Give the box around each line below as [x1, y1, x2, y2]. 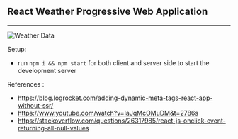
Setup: [7, 45, 27, 53]
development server [17, 66, 76, 74]
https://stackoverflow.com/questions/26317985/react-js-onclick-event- [17, 116, 227, 125]
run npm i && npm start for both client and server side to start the [17, 58, 210, 67]
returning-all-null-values [17, 123, 90, 132]
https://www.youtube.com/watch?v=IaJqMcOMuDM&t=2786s [17, 109, 199, 117]
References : [7, 79, 45, 88]
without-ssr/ [17, 101, 54, 109]
